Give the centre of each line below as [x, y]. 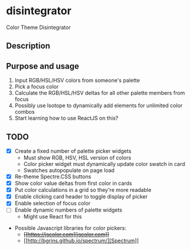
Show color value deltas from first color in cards [73, 183]
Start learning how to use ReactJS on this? [67, 118]
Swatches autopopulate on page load [69, 171]
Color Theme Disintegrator [38, 27]
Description [28, 46]
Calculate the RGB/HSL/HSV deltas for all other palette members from [100, 93]
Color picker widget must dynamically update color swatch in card [104, 164]
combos [25, 112]
